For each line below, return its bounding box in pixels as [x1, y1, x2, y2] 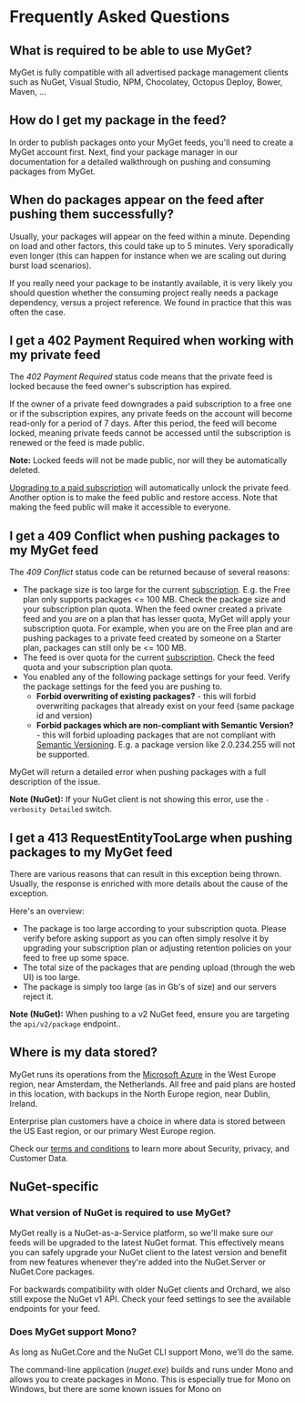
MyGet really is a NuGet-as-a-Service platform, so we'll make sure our [9, 1227, 274, 1238]
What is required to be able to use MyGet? [9, 43, 252, 58]
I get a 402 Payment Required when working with [9, 333, 294, 348]
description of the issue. [9, 777, 101, 788]
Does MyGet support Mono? [9, 1326, 137, 1338]
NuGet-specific [9, 1179, 99, 1195]
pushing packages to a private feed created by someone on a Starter [22, 633, 282, 644]
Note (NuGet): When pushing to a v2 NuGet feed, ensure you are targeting [9, 1009, 290, 1020]
